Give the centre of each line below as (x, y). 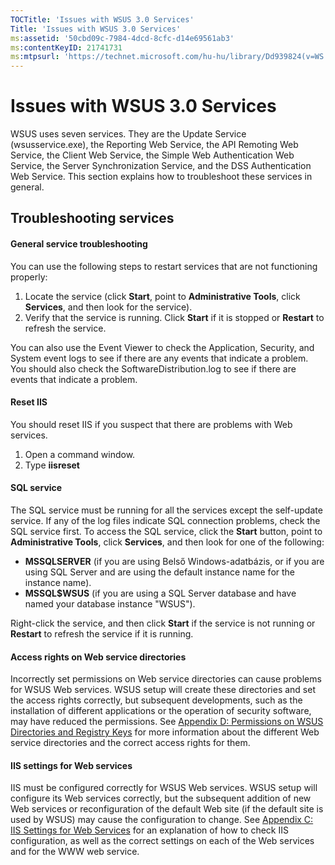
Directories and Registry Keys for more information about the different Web (165, 732)
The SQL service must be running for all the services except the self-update (166, 510)
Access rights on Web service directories (98, 657)
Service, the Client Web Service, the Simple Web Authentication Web (152, 155)
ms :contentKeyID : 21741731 (66, 47)
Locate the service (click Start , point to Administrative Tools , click (162, 296)
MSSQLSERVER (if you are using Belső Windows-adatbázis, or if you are (174, 562)
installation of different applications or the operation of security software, (161, 711)
